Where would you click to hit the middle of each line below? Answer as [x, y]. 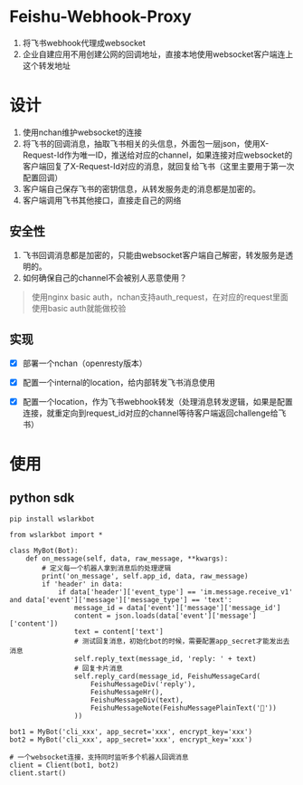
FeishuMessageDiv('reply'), [143, 684]
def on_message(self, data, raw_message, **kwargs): [127, 559]
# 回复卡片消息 [99, 668]
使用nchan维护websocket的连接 [82, 132]
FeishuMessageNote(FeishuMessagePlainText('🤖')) [184, 708]
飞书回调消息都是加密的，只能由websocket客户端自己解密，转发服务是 [154, 254]
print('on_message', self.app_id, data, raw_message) [145, 576]
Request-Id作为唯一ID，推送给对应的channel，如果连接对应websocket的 [157, 155]
